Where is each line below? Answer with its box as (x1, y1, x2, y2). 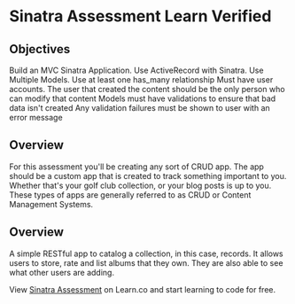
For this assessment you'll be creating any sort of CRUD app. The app (9, 161, 264, 172)
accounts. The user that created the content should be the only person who (9, 84, 285, 94)
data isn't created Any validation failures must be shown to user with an (9, 103, 270, 113)
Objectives (9, 42, 71, 57)
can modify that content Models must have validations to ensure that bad (9, 93, 276, 104)
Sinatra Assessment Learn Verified (9, 6, 272, 27)
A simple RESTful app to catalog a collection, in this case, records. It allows (9, 248, 283, 259)
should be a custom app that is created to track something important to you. (9, 170, 287, 181)
